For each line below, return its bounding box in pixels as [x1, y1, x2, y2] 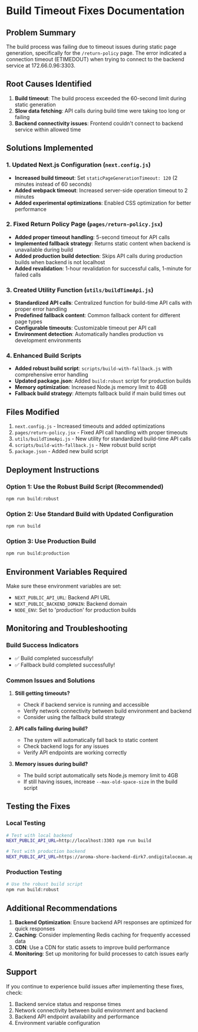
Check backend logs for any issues [23, 743, 109, 750]
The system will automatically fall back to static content [23, 736, 159, 743]
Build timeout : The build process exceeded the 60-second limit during [14, 94, 187, 101]
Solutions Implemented [6, 143, 93, 153]
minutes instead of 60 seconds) [14, 180, 93, 187]
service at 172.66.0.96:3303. [6, 62, 75, 69]
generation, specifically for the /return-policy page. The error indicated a [6, 50, 187, 57]
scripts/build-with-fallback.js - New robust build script [14, 441, 156, 449]
